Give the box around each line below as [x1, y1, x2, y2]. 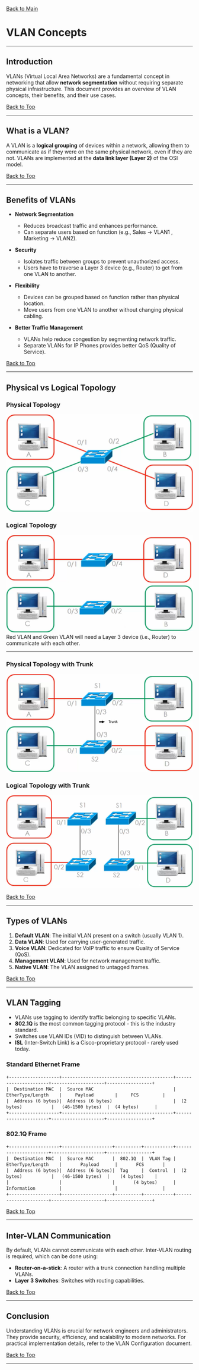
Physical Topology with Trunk [6, 660, 94, 668]
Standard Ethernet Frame [6, 1060, 81, 1068]
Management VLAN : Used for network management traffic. [14, 957, 161, 964]
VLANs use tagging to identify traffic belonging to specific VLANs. [14, 1014, 176, 1021]
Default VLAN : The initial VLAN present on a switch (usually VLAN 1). [14, 932, 184, 939]
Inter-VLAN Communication [6, 1231, 111, 1241]
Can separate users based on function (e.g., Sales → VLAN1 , [23, 228, 173, 236]
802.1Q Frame [6, 1130, 47, 1138]
